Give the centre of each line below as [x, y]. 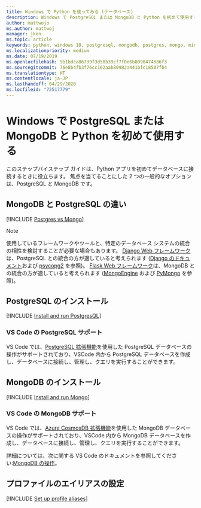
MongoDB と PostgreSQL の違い [66, 204]
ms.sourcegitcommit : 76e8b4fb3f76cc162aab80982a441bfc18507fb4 [87, 67]
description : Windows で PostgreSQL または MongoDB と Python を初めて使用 [98, 17]
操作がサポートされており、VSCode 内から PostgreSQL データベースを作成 [98, 354]
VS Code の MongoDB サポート [51, 413]
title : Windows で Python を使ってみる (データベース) [70, 12]
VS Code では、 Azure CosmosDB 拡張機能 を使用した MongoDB [85, 428]
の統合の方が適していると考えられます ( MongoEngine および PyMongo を [97, 273]
